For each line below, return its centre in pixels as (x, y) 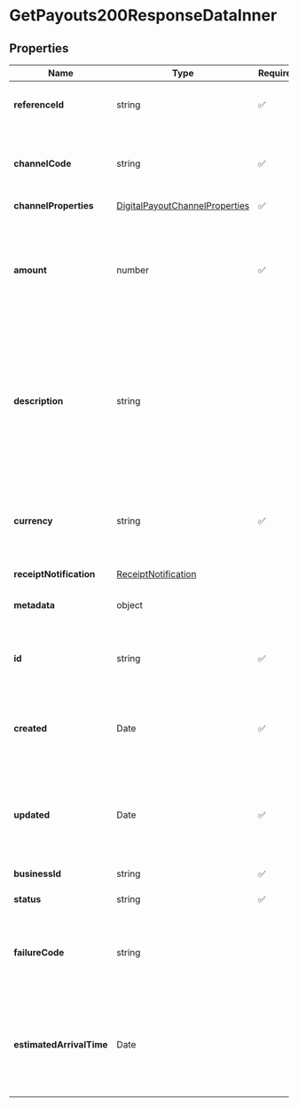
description (39, 401)
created (30, 728)
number (133, 270)
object (130, 605)
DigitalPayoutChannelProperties (183, 206)
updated (32, 815)
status (27, 899)
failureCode (39, 953)
